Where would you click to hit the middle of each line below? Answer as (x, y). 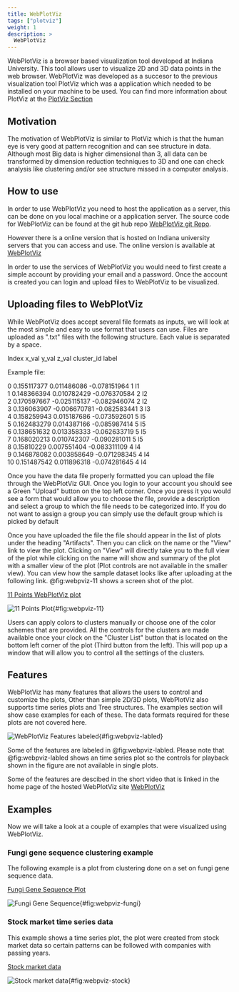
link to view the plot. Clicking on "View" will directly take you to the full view (119, 550)
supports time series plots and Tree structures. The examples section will (115, 708)
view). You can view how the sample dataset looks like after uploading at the (120, 573)
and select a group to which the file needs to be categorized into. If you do (117, 506)
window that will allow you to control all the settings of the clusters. (106, 653)
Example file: (26, 372)
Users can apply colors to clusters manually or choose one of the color (112, 622)
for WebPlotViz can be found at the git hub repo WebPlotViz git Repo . (110, 224)
